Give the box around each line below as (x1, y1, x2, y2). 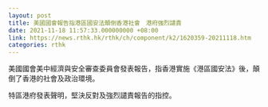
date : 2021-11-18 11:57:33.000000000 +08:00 (8, 26, 159, 34)
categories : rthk (8, 41, 66, 49)
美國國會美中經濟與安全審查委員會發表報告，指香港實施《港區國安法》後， (8, 64, 253, 74)
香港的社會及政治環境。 (22, 74, 100, 83)
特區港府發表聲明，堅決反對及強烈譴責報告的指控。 (8, 90, 176, 100)
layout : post (8, 11, 52, 20)
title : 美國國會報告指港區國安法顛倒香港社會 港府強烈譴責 (8, 19, 182, 27)
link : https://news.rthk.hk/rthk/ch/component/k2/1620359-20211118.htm (8, 33, 251, 42)
